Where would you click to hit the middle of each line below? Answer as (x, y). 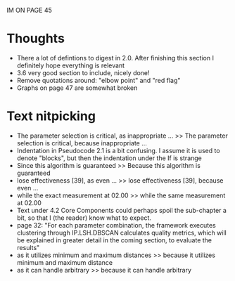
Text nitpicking (51, 116)
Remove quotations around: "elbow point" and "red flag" (99, 80)
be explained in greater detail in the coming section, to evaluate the (114, 240)
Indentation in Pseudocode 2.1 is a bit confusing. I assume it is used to (118, 150)
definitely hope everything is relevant (70, 65)
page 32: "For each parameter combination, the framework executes (116, 225)
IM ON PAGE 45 (29, 10)
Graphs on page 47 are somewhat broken (77, 88)
